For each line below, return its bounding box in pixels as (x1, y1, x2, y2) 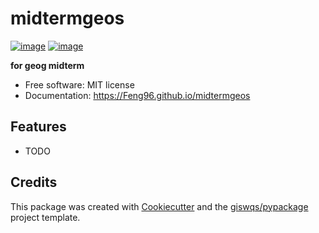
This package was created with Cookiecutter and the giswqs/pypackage (10, 200, 309, 212)
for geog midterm (10, 59, 85, 71)
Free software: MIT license (24, 78, 135, 91)
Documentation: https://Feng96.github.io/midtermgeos (24, 89, 251, 101)
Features (10, 118, 67, 136)
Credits (10, 174, 58, 191)
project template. (10, 211, 81, 223)
